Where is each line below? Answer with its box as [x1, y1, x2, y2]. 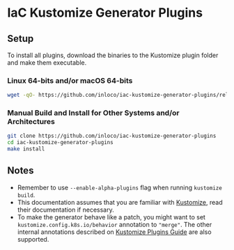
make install [7, 146, 45, 153]
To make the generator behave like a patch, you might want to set [17, 212, 205, 221]
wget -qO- [7, 92, 36, 99]
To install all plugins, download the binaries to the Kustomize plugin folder [7, 51, 219, 59]
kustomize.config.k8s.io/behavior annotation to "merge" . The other [17, 220, 212, 228]
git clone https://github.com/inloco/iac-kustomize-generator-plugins [7, 132, 217, 140]
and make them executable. [7, 58, 87, 67]
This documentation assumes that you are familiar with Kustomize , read [17, 198, 223, 206]
